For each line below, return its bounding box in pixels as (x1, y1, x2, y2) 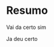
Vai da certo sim (6, 23, 46, 31)
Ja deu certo (6, 35, 38, 42)
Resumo (6, 4, 48, 17)
